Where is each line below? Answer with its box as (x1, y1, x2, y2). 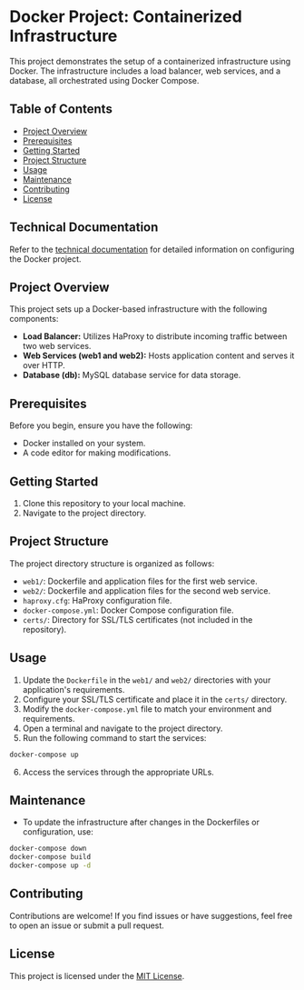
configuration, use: (22, 826, 93, 837)
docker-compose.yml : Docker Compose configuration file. (22, 605, 234, 615)
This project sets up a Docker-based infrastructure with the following (9, 304, 268, 315)
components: (9, 314, 59, 325)
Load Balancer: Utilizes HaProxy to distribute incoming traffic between (22, 331, 288, 342)
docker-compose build (9, 853, 92, 862)
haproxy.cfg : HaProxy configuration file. (22, 595, 172, 605)
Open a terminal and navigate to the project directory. (22, 723, 223, 734)
